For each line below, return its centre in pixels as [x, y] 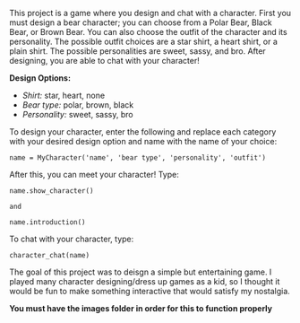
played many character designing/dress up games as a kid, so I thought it [145, 281]
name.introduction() [48, 223]
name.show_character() [51, 191]
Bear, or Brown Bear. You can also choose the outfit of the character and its [149, 32]
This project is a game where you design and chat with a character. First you [150, 13]
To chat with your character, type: [72, 239]
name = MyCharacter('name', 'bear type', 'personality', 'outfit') [138, 158]
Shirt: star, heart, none [64, 95]
